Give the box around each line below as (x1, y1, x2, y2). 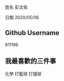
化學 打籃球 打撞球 (5, 71, 42, 77)
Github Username (5, 29, 60, 37)
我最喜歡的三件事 (5, 57, 56, 65)
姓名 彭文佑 (5, 4, 28, 10)
